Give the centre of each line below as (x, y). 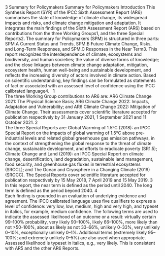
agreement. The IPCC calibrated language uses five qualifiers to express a (81, 201)
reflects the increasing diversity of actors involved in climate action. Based (81, 75)
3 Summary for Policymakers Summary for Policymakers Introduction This (80, 7)
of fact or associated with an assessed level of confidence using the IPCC (80, 86)
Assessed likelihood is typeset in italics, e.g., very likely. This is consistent (80, 243)
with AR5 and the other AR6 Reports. (42, 248)
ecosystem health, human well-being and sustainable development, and (78, 70)
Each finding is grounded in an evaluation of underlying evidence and (76, 196)
